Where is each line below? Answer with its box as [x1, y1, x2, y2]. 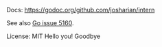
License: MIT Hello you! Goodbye [6, 32, 101, 40]
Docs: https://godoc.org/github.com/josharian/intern [6, 6, 155, 14]
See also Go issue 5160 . [6, 19, 74, 27]
